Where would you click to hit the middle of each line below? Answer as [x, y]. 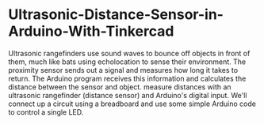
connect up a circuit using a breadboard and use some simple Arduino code [132, 104]
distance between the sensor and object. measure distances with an [120, 87]
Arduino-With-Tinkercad [91, 31]
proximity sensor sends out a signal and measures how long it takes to [123, 70]
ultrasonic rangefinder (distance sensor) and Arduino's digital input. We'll [128, 95]
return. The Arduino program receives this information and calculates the [127, 78]
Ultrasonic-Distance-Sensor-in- [116, 15]
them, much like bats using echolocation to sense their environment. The [127, 62]
